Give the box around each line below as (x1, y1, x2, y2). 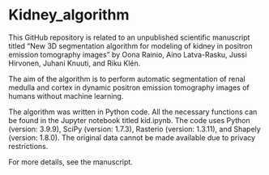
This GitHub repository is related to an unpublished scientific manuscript (8, 32, 250, 42)
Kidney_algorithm (8, 6, 130, 24)
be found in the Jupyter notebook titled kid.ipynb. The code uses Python (8, 115, 251, 125)
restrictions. (8, 141, 49, 151)
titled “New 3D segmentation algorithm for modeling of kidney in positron (8, 41, 253, 50)
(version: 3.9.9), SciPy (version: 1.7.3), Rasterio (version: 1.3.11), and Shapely (8, 124, 261, 134)
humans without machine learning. (8, 91, 124, 100)
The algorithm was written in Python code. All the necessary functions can (8, 107, 258, 117)
